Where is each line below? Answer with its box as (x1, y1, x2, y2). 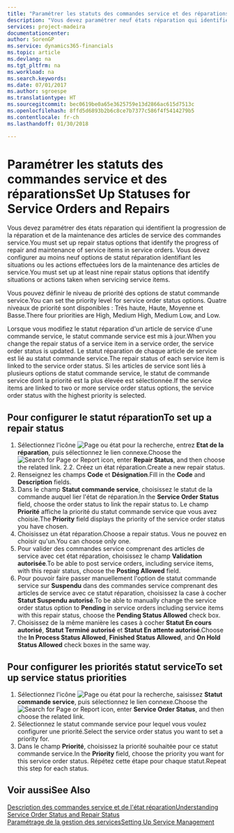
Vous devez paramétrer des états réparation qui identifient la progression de (7, 224, 226, 232)
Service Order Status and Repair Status (7, 810, 120, 818)
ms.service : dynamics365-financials (7, 42, 114, 49)
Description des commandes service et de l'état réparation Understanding (7, 802, 219, 811)
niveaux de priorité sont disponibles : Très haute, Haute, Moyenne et (7, 304, 203, 312)
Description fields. (17, 478, 72, 486)
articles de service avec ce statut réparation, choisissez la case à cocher (17, 589, 227, 598)
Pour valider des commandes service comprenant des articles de (17, 545, 205, 553)
